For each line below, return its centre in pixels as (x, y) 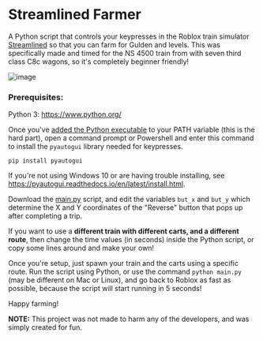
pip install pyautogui (45, 161)
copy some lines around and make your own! (81, 248)
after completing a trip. (45, 216)
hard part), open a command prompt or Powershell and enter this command (131, 138)
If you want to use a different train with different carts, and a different (124, 231)
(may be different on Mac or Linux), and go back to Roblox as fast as (120, 280)
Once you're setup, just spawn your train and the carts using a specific (124, 263)
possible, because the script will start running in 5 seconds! (105, 289)
